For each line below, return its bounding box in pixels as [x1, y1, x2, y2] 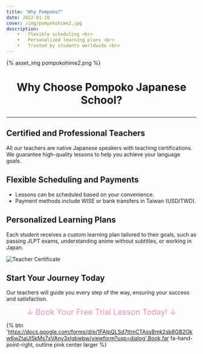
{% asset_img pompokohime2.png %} [6, 59, 101, 67]
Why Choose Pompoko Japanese [16, 80, 187, 94]
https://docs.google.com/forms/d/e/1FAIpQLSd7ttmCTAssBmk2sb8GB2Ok [8, 328, 193, 336]
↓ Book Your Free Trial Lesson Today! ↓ [26, 307, 177, 318]
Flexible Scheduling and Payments [6, 175, 139, 185]
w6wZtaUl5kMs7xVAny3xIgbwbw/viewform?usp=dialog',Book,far [6, 335, 169, 342]
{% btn [6, 322, 24, 329]
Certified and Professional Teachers [6, 128, 146, 139]
